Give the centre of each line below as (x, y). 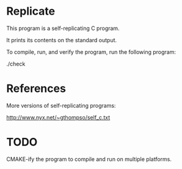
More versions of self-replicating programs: (61, 105)
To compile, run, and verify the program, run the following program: (91, 52)
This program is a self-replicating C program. (63, 28)
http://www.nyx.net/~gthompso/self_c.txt (58, 117)
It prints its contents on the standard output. (62, 40)
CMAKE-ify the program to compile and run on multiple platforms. (89, 159)
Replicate (31, 11)
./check (16, 64)
